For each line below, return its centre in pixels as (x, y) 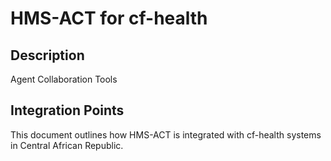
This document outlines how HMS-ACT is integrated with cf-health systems (166, 134)
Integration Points (67, 110)
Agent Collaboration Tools (64, 79)
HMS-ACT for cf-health (109, 18)
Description (47, 55)
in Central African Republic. (67, 145)
